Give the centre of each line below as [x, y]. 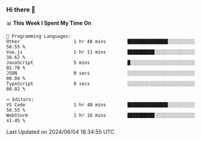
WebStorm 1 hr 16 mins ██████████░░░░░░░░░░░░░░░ [101, 116]
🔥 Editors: [20, 100]
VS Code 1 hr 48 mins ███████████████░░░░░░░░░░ [101, 105]
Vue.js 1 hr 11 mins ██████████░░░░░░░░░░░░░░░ [101, 52]
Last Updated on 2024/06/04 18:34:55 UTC [60, 132]
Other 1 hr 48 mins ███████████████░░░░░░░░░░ [101, 42]
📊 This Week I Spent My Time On [49, 23]
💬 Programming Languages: [39, 36]
